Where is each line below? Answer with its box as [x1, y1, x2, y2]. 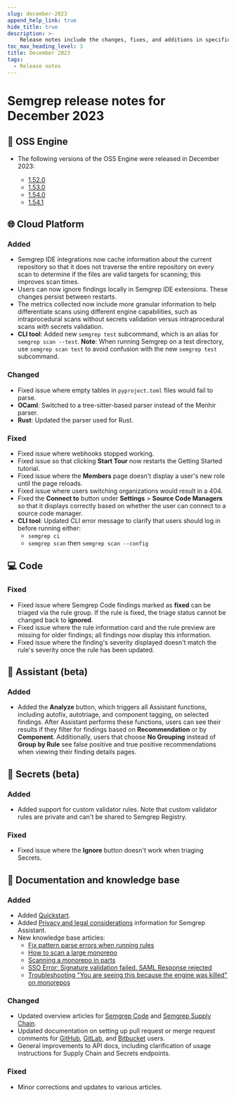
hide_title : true [7, 23, 58, 30]
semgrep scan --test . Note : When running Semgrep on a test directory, [17, 337, 224, 346]
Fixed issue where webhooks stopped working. [17, 449, 155, 458]
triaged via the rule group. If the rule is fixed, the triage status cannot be [17, 608, 226, 616]
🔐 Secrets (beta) [7, 768, 80, 780]
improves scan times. [17, 278, 79, 286]
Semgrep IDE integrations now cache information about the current [17, 255, 212, 264]
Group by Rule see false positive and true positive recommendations [17, 740, 216, 749]
